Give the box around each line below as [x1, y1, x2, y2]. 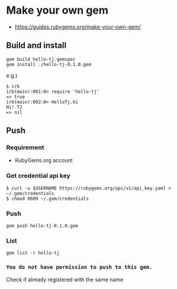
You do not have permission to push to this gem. [6, 264, 153, 271]
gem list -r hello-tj [6, 250, 60, 256]
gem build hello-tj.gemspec [6, 56, 76, 62]
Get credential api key [6, 172, 71, 180]
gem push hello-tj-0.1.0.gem [6, 223, 78, 229]
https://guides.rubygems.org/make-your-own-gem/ [14, 23, 141, 30]
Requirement [6, 143, 45, 152]
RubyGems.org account [14, 157, 73, 164]
